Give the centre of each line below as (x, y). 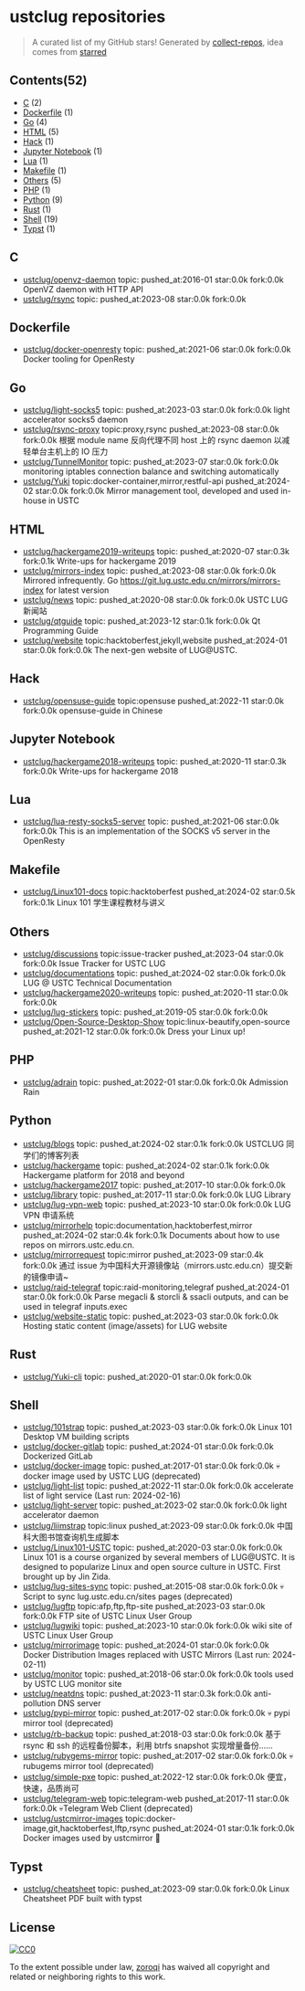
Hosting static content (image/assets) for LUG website (125, 1325)
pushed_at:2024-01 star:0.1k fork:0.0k (223, 1828)
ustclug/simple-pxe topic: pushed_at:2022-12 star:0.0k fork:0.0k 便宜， (157, 1777)
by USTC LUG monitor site (72, 1684)
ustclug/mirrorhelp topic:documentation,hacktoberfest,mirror (137, 1225)
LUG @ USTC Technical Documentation (97, 983)
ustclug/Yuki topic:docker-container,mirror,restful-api (123, 481)
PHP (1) (37, 190)
